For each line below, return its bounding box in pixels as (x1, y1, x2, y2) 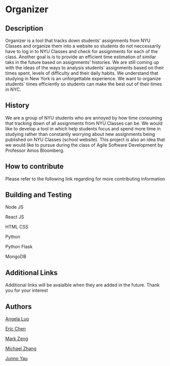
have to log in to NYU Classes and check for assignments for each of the (5, 49, 158, 54)
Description (5, 24, 43, 33)
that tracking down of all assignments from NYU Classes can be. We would (5, 120, 163, 126)
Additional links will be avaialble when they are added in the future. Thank (5, 282, 160, 288)
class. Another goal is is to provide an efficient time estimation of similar (5, 54, 156, 60)
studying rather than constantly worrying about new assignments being (5, 131, 155, 137)
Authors (5, 302, 32, 311)
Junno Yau (5, 355, 28, 361)
